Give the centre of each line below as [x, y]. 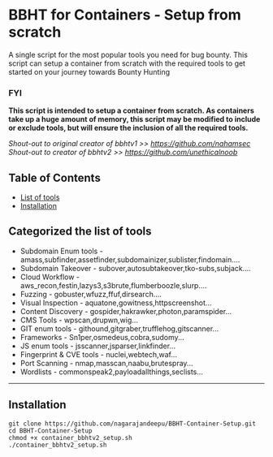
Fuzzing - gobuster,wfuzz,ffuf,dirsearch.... [91, 294]
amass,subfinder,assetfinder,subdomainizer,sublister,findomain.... [130, 259]
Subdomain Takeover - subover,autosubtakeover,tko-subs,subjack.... [136, 268]
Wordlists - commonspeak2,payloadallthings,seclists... [111, 372]
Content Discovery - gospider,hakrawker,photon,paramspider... [126, 311]
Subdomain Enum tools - [61, 251]
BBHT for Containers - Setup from [125, 15]
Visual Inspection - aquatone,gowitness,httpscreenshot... [116, 303]
